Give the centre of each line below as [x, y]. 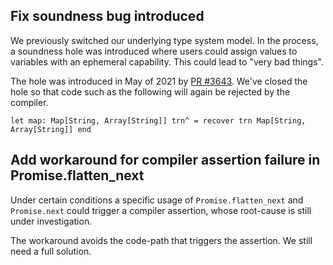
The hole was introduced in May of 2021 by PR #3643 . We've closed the [159, 81]
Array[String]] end [51, 129]
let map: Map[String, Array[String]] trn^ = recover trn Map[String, [158, 120]
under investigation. [51, 221]
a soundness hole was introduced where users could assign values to [154, 51]
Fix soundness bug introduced [107, 16]
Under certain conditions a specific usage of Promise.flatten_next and [157, 200]
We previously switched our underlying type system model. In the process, [164, 40]
